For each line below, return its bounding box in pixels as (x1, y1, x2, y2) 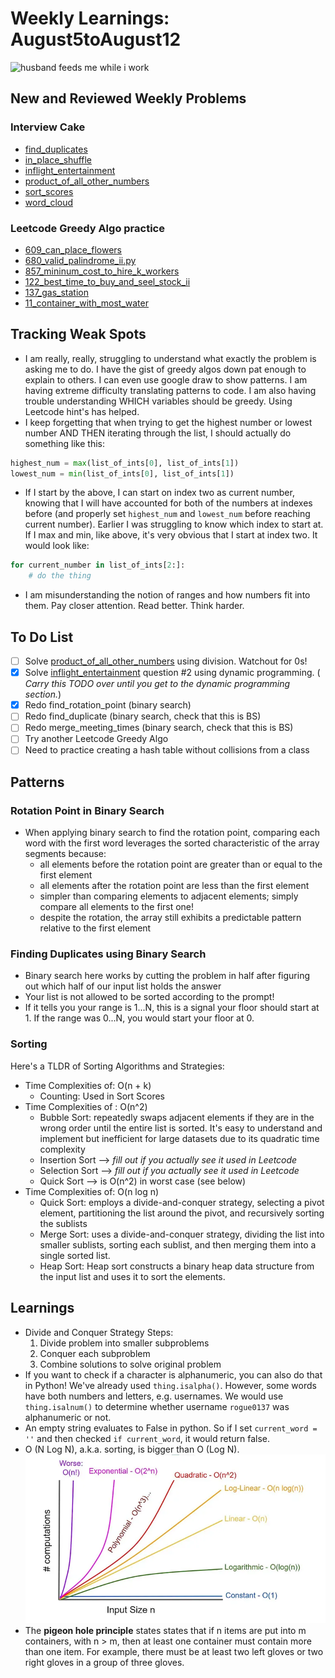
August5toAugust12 (10, 28, 182, 51)
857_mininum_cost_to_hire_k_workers (24, 265, 180, 277)
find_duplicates (24, 143, 88, 155)
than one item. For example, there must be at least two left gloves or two (24, 1645, 324, 1657)
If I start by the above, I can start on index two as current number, (24, 487, 295, 499)
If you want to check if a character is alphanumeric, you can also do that (24, 1368, 323, 1381)
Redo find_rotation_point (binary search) (24, 699, 192, 711)
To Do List (10, 628, 74, 646)
